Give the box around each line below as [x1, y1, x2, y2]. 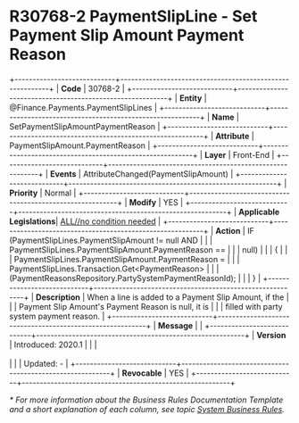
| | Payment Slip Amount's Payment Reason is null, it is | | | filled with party [9, 301, 283, 311]
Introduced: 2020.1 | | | [13, 339, 97, 350]
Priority [9, 187, 38, 198]
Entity [179, 92, 203, 104]
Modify [129, 196, 157, 207]
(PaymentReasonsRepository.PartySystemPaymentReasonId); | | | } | [9, 272, 262, 283]
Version [256, 329, 287, 340]
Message [157, 319, 194, 331]
